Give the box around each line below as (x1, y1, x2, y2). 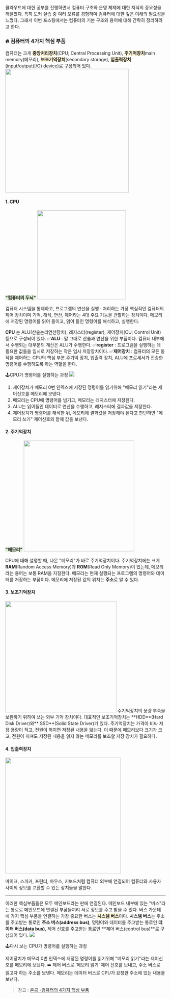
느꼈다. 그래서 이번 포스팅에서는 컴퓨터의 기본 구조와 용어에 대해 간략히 (5, 17, 145, 23)
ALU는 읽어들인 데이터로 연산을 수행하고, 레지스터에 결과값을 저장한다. (12, 403, 152, 409)
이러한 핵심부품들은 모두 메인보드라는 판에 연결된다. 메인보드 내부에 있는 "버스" (5, 900, 162, 907)
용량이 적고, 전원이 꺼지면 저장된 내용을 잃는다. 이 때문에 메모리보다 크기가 (10, 727, 157, 733)
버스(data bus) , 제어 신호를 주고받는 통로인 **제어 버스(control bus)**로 (14, 926, 159, 932)
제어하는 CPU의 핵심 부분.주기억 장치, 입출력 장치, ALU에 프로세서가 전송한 (14, 354, 163, 361)
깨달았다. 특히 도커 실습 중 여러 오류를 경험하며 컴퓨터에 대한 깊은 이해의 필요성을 (5, 11, 165, 17)
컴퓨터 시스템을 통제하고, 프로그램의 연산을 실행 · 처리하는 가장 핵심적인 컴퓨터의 (5, 305, 164, 311)
